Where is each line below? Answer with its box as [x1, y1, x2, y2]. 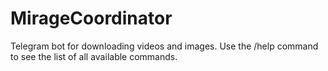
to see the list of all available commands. [10, 50, 178, 62]
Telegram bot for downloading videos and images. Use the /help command [10, 40, 319, 52]
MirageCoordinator [10, 7, 173, 30]
